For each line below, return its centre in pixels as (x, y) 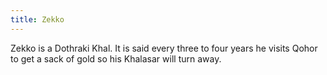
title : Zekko (37, 19)
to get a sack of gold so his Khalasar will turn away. (116, 58)
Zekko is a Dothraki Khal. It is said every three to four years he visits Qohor (164, 48)
